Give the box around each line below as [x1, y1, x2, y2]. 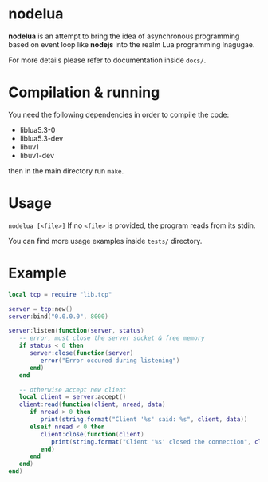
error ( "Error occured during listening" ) [40, 357, 180, 364]
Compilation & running [8, 83, 160, 102]
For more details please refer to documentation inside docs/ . [8, 55, 207, 65]
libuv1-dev [19, 150, 54, 160]
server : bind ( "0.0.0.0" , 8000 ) [8, 313, 109, 321]
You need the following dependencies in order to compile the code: [8, 110, 230, 119]
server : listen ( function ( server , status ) [8, 327, 145, 335]
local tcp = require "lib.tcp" [8, 290, 112, 298]
